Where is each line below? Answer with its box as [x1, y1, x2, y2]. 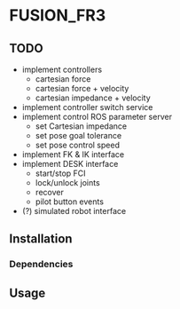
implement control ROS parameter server [21, 112, 173, 122]
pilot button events [35, 196, 105, 207]
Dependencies [9, 258, 74, 271]
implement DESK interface [21, 159, 119, 169]
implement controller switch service [21, 102, 153, 112]
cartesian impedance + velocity [35, 92, 151, 103]
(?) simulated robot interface [21, 206, 127, 216]
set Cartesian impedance [35, 121, 127, 131]
